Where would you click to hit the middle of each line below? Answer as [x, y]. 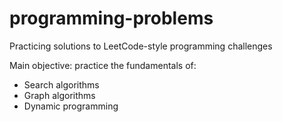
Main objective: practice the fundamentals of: [103, 65]
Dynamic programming [71, 106]
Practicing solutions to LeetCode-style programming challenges [141, 46]
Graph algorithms [59, 95]
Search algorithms [61, 84]
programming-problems [111, 18]
